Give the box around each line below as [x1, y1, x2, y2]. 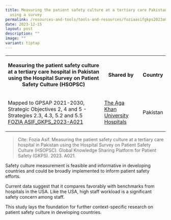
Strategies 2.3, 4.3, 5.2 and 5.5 [8, 112, 83, 119]
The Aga [104, 99, 125, 106]
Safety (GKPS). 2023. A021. [17, 152, 76, 159]
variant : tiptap [5, 41, 40, 46]
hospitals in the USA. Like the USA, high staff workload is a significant [5, 188, 152, 195]
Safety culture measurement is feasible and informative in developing [5, 162, 151, 168]
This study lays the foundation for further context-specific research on [5, 204, 154, 210]
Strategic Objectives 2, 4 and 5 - [8, 105, 87, 112]
